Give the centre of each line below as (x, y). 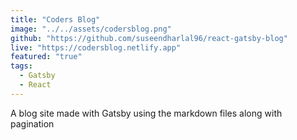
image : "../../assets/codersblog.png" (91, 29)
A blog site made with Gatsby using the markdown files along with (146, 113)
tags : (21, 66)
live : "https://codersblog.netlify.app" (96, 47)
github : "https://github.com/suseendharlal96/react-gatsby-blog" (149, 38)
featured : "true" (46, 57)
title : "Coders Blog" (55, 19)
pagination (32, 123)
